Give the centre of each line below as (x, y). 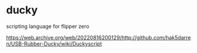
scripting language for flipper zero (48, 26)
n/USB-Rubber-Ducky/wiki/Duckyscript (54, 44)
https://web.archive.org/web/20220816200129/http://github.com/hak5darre (98, 37)
